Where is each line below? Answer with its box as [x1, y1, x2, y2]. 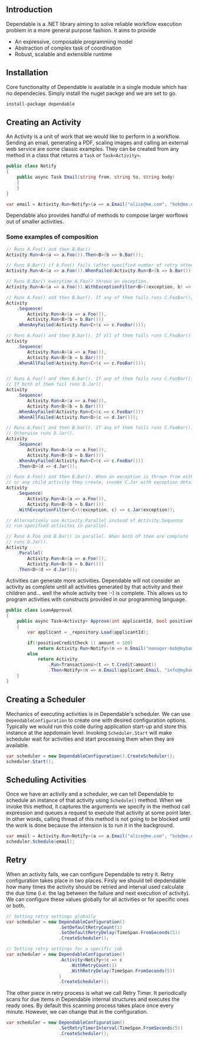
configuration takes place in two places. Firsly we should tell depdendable [6, 877, 186, 884]
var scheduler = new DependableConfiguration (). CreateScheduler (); [6, 753, 176, 759]
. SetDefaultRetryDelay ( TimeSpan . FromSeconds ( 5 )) [58, 930, 181, 936]
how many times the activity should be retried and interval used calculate [6, 883, 184, 890]
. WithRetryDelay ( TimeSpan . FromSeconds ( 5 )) [69, 968, 176, 974]
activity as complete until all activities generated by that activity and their [6, 583, 184, 590]
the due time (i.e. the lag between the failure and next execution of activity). [6, 889, 190, 896]
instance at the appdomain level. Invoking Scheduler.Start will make [6, 729, 172, 736]
